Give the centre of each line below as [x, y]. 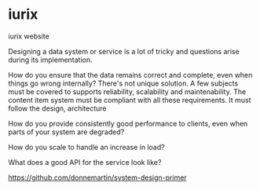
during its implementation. [50, 60]
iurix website [29, 36]
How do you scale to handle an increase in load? [86, 147]
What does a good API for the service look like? [85, 162]
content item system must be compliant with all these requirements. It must [130, 100]
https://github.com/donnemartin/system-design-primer [97, 177]
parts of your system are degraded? [66, 132]
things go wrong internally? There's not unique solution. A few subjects [123, 83]
